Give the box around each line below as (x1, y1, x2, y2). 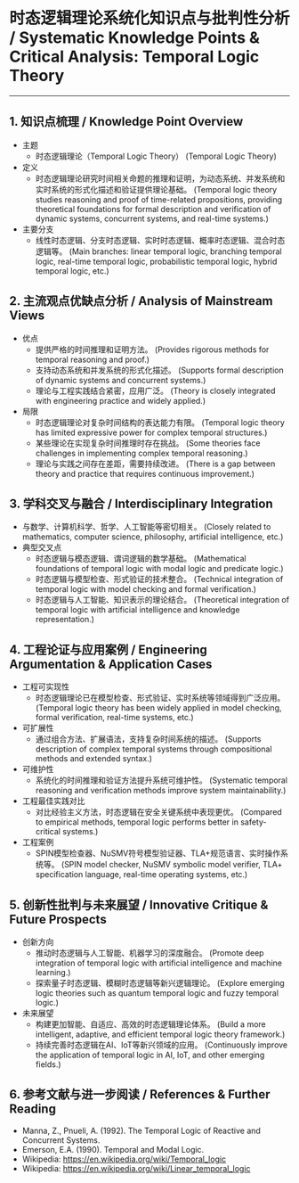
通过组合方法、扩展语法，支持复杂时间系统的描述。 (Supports (35, 734, 262, 744)
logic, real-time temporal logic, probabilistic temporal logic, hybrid (35, 256, 278, 267)
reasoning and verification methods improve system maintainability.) (35, 785, 287, 796)
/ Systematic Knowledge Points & (9, 28, 261, 48)
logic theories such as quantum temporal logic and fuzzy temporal (35, 988, 279, 998)
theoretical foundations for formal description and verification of (35, 203, 271, 214)
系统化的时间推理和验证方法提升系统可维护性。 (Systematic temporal (35, 775, 287, 785)
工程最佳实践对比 (21, 795, 85, 807)
